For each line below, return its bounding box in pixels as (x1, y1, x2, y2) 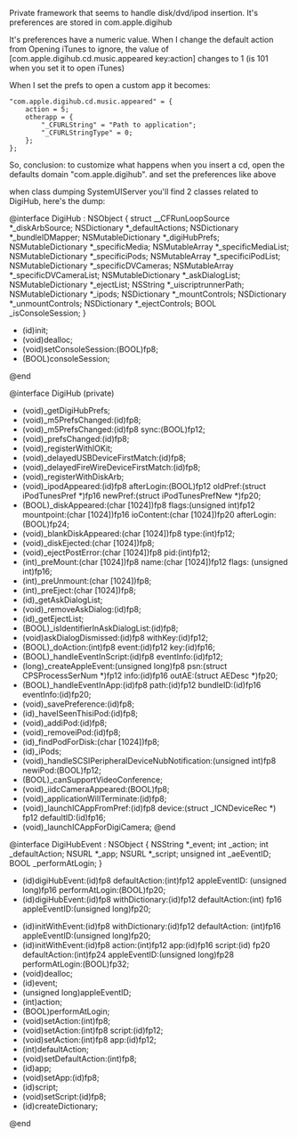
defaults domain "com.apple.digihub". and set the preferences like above (9, 169, 277, 179)
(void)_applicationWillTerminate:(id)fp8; (21, 793, 167, 804)
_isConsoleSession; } (9, 307, 86, 318)
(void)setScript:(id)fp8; (21, 1092, 107, 1101)
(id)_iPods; (21, 746, 62, 757)
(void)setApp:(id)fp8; (21, 1073, 100, 1083)
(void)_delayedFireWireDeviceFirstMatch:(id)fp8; (21, 462, 201, 472)
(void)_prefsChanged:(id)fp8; (21, 434, 130, 444)
